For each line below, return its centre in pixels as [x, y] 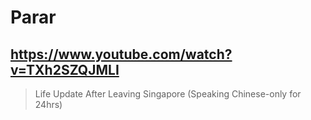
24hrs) [48, 104]
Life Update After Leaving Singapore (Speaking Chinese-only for [168, 94]
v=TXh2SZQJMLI [65, 69]
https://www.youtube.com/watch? [121, 54]
